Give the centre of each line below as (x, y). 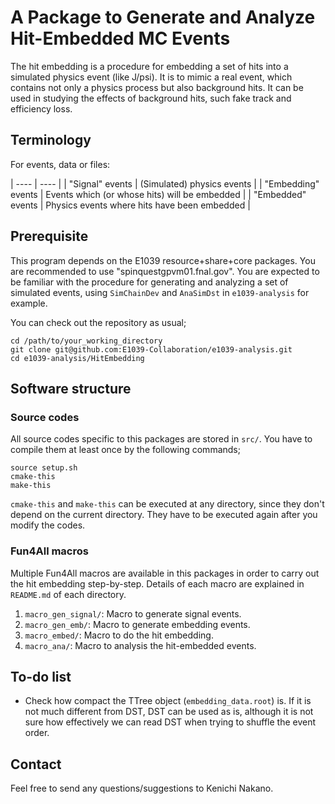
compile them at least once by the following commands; (125, 450)
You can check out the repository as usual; (98, 322)
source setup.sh (44, 468)
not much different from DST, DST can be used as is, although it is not (169, 712)
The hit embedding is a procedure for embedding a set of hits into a (149, 66)
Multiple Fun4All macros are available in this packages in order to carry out (165, 573)
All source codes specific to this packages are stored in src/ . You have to (161, 439)
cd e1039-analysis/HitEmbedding (77, 358)
